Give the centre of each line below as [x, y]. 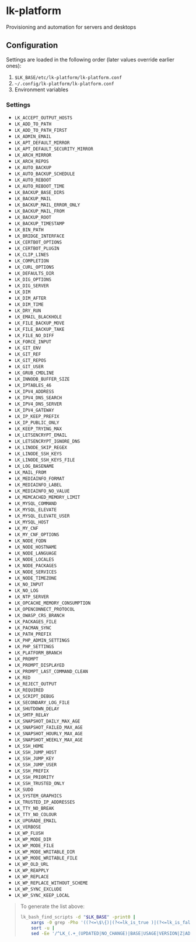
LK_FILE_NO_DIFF [34, 336]
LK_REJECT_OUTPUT [36, 684]
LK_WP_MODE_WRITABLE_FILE [46, 858]
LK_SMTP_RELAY [32, 715]
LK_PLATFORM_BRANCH [38, 653]
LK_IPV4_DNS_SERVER [38, 404]
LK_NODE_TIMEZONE [36, 578]
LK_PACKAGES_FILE [36, 622]
